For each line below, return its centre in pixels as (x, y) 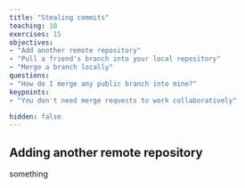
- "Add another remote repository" (75, 51)
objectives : (31, 42)
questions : (29, 76)
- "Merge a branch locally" (61, 68)
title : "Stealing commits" (59, 17)
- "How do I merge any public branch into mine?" (103, 84)
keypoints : (29, 92)
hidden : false (36, 117)
